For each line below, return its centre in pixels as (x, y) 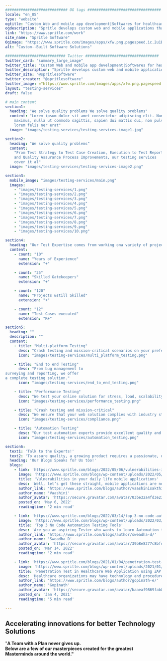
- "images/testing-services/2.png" (51, 194)
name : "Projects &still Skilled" (53, 295)
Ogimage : (14, 42)
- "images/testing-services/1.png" (51, 190)
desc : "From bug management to (51, 369)
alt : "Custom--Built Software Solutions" (49, 47)
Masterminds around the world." (40, 654)
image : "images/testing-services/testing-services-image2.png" (76, 167)
